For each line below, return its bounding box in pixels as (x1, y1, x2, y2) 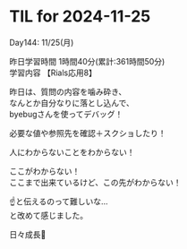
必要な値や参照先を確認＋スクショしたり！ (9, 127, 166, 138)
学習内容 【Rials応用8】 (9, 67, 97, 78)
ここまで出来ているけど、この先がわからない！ (9, 176, 182, 187)
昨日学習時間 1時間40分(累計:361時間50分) (9, 56, 166, 66)
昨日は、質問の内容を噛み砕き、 (9, 86, 127, 97)
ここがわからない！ (9, 166, 81, 176)
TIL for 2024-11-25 (9, 6, 151, 27)
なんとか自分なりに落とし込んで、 (9, 97, 134, 108)
